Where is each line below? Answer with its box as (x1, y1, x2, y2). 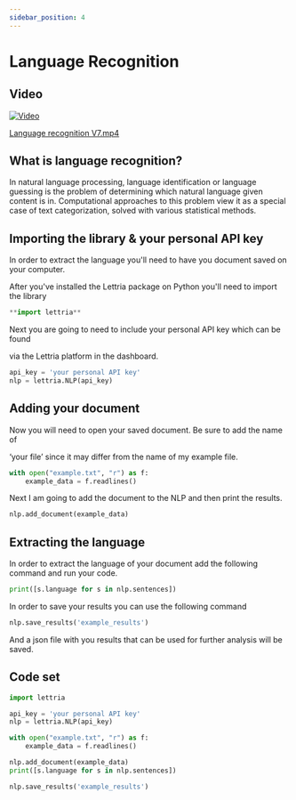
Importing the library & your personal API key (9, 230, 264, 246)
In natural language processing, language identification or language (9, 177, 257, 188)
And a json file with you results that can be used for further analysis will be (9, 634, 283, 645)
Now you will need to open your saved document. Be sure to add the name (9, 424, 283, 435)
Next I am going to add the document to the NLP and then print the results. (9, 493, 283, 504)
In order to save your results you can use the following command (9, 602, 247, 611)
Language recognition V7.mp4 (9, 127, 120, 138)
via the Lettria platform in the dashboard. (9, 351, 159, 361)
